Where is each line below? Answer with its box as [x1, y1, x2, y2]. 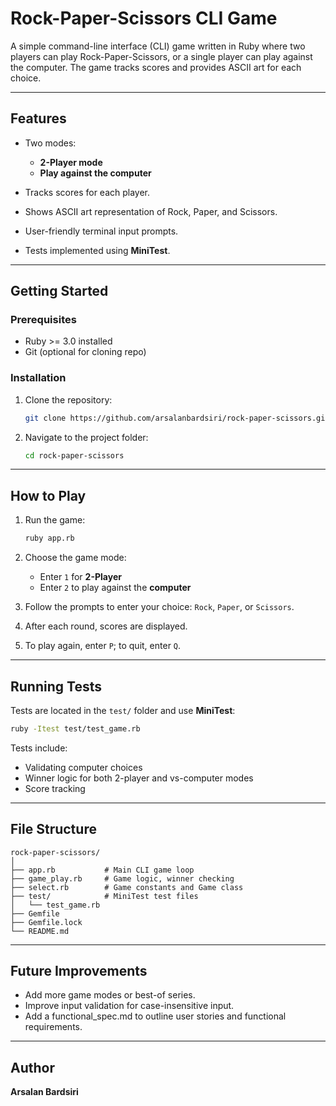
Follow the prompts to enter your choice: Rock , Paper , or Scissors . [24, 601, 295, 613]
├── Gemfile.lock [10, 917, 83, 927]
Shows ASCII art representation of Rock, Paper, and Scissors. [24, 205, 278, 217]
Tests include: [10, 742, 68, 754]
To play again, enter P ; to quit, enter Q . [24, 640, 182, 652]
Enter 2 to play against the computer [39, 582, 192, 594]
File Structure [10, 821, 97, 838]
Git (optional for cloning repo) [24, 346, 147, 358]
